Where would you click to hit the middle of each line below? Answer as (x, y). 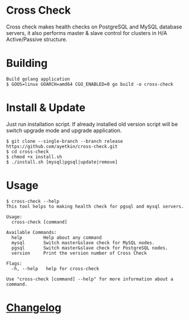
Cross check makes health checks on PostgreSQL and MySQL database (94, 27)
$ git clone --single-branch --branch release (65, 141)
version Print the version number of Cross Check (79, 253)
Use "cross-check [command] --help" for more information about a (90, 279)
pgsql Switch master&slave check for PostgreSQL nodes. (90, 248)
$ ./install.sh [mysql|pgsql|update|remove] (62, 162)
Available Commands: (32, 232)
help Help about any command (57, 238)
